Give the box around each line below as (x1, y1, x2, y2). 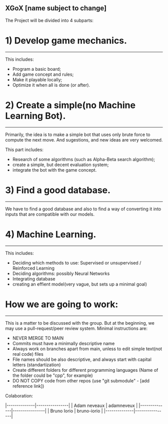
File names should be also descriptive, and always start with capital (12, 356, 151, 362)
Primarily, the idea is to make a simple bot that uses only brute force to (5, 131, 150, 137)
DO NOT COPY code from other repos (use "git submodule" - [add (12, 377, 150, 383)
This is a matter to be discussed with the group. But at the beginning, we (5, 320, 155, 326)
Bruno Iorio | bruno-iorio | (50, 407, 103, 413)
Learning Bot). (5, 110, 66, 121)
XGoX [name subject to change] (5, 4, 106, 13)
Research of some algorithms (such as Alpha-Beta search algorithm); (12, 156, 155, 162)
